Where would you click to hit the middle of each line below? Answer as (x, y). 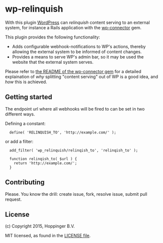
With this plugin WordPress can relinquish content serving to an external (77, 22)
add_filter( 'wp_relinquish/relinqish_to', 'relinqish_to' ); (74, 150)
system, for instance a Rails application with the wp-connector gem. (73, 27)
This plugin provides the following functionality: (53, 37)
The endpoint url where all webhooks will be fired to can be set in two (75, 109)
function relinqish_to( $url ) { (43, 159)
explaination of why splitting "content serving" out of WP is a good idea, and (81, 76)
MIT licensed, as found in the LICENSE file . (48, 236)
